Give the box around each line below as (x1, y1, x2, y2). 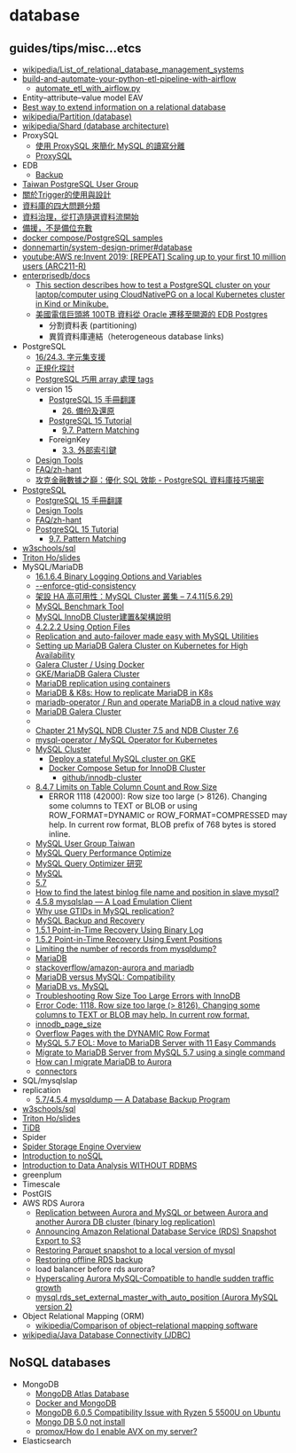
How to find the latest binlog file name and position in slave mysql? (35, 887, 279, 897)
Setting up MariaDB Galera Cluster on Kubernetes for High (35, 640, 248, 651)
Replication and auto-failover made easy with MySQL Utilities (35, 631, 259, 641)
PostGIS (21, 1189, 52, 1199)
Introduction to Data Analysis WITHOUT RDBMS (21, 1160, 198, 1170)
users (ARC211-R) (21, 261, 87, 271)
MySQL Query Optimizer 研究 (35, 858, 143, 869)
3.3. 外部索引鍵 (61, 445, 117, 455)
